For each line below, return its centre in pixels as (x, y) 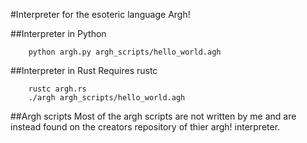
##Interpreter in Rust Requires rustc (84, 70)
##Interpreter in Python (58, 33)
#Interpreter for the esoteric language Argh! (100, 14)
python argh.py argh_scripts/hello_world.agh (125, 52)
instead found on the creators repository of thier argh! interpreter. (145, 127)
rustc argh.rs (57, 89)
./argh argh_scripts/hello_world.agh (107, 98)
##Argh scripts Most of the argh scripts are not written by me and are (153, 116)
